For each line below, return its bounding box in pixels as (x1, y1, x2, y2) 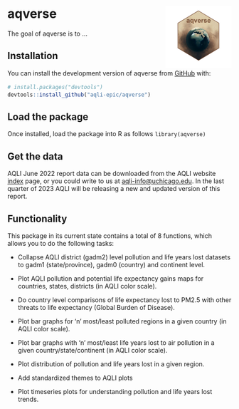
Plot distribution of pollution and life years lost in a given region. (17, 359, 205, 368)
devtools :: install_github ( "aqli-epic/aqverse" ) (7, 91, 152, 98)
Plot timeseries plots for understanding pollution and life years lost (17, 387, 213, 395)
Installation (7, 50, 58, 62)
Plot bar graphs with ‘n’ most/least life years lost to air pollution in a (17, 338, 215, 347)
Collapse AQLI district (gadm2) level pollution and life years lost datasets (17, 252, 231, 262)
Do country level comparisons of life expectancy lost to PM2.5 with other (17, 295, 232, 304)
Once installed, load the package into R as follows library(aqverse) (7, 130, 206, 138)
